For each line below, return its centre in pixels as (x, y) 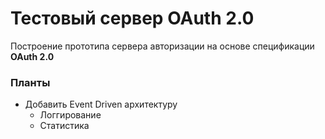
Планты (30, 82)
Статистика (64, 126)
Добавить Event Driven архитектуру (101, 104)
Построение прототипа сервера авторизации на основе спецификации (162, 46)
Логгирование (70, 115)
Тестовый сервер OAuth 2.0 (132, 18)
